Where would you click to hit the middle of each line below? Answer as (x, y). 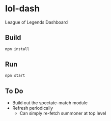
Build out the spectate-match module (50, 103)
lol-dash (23, 9)
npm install (17, 49)
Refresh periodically (32, 108)
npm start (15, 76)
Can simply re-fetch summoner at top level (63, 113)
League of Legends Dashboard (36, 22)
